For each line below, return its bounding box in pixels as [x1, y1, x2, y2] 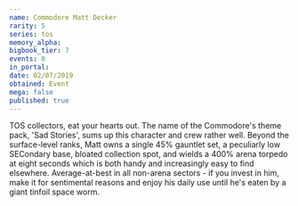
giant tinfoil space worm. [9, 186, 101, 197]
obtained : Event [9, 79, 69, 88]
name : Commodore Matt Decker [9, 12, 117, 22]
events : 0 [9, 54, 46, 63]
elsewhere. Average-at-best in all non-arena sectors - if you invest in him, [9, 168, 280, 178]
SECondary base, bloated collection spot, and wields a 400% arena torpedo [9, 149, 288, 160]
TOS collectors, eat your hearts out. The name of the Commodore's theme [9, 120, 282, 131]
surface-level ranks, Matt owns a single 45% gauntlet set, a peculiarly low [9, 139, 281, 150]
